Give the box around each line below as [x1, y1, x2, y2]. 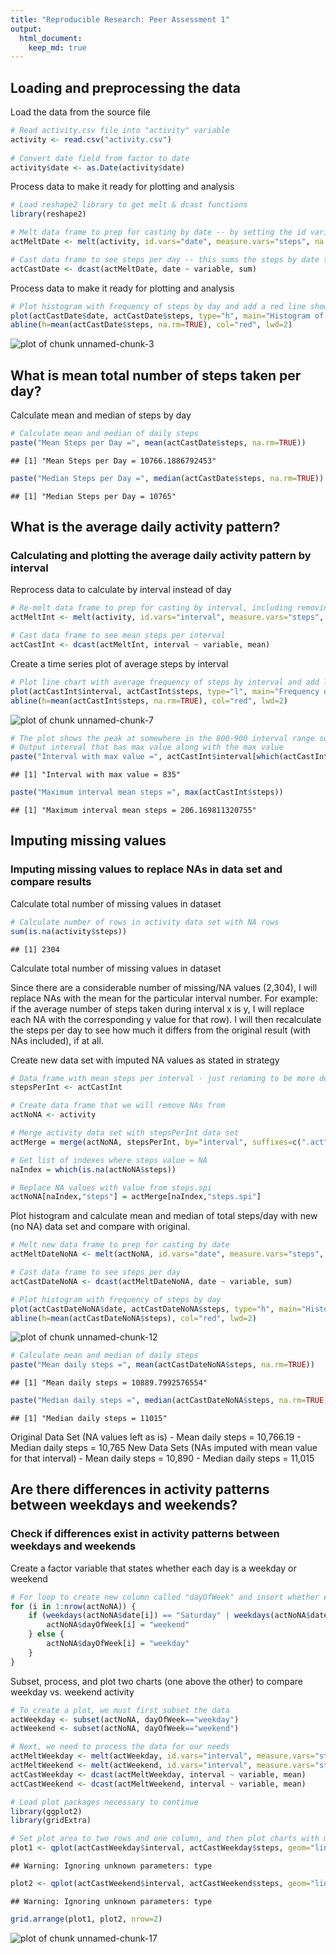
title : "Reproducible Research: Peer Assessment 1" [10, 14, 230, 25]
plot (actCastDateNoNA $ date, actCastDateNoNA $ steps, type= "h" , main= [10, 1304, 302, 1314]
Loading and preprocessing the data [10, 79, 241, 96]
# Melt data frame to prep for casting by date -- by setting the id [10, 227, 307, 238]
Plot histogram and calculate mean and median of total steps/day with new [10, 1210, 318, 1222]
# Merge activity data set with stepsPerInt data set [10, 1128, 240, 1138]
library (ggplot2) [10, 1806, 83, 1816]
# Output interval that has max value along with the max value [10, 742, 284, 753]
